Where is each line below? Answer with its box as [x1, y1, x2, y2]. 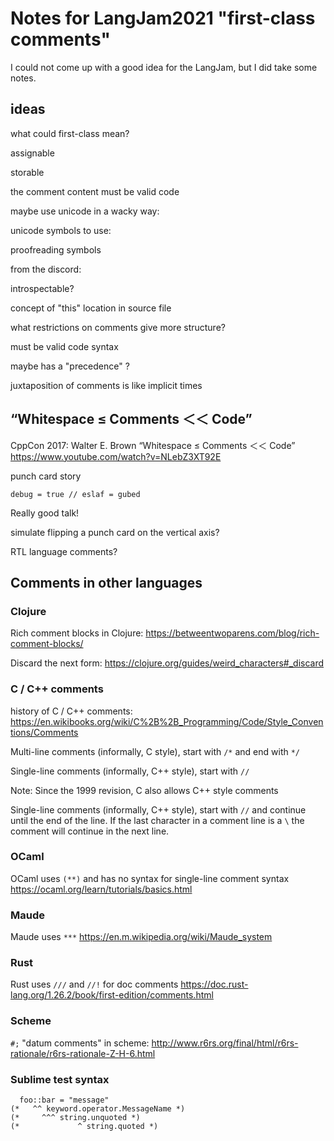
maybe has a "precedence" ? [10, 360, 130, 372]
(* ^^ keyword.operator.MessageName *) [10, 1104, 186, 1114]
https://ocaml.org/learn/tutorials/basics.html [10, 883, 193, 895]
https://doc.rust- [180, 978, 249, 991]
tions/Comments [10, 726, 79, 738]
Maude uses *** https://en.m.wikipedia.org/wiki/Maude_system [10, 931, 273, 943]
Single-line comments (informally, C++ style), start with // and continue [10, 803, 307, 816]
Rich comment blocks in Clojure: [10, 627, 144, 639]
